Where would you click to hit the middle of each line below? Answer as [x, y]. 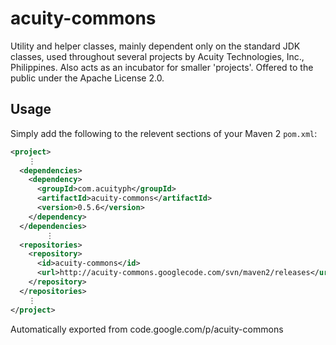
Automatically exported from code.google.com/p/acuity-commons [147, 329]
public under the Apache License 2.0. [87, 78]
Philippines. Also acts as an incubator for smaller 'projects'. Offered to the [162, 67]
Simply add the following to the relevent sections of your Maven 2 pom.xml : [164, 133]
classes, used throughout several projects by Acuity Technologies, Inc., [157, 56]
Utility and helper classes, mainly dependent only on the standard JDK [155, 46]
